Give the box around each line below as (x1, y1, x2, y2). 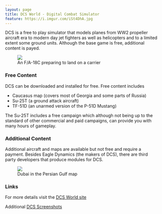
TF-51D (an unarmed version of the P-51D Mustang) (12, 103, 117, 109)
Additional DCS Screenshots (5, 204, 62, 210)
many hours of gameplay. (5, 123, 56, 129)
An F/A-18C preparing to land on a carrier (17, 60, 101, 66)
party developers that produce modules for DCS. (5, 156, 104, 162)
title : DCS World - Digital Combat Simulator (5, 12, 99, 17)
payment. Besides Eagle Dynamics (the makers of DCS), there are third (5, 151, 148, 157)
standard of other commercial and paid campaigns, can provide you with (5, 118, 152, 123)
